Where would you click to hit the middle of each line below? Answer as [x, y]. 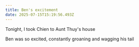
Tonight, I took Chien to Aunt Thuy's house [50, 29]
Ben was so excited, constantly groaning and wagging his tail [70, 39]
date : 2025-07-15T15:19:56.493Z [40, 15]
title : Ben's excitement [32, 10]
